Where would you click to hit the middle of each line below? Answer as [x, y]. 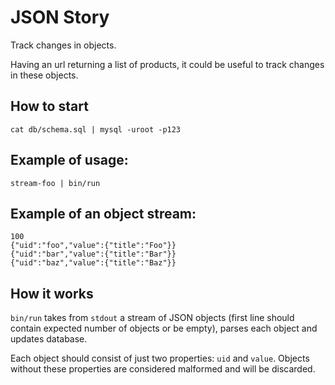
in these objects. [44, 75]
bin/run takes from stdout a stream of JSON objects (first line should [152, 318]
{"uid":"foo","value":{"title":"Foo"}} [93, 246]
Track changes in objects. [63, 45]
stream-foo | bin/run [55, 183]
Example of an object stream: [103, 213]
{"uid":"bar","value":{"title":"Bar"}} [93, 254]
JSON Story [60, 17]
